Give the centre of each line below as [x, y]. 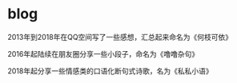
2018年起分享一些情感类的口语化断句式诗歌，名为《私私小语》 [110, 71]
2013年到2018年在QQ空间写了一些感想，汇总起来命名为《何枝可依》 [120, 37]
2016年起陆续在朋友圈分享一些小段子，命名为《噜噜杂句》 [103, 53]
